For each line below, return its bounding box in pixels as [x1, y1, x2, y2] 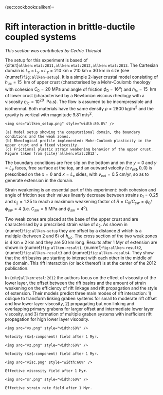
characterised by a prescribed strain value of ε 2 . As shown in [5, 222, 128, 229]
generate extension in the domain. [5, 178, 74, 184]
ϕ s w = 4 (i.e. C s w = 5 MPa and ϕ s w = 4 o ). [5, 205, 89, 213]
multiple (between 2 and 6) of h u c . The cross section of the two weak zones [5, 233, 157, 240]
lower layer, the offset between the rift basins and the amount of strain [5, 280, 146, 286]
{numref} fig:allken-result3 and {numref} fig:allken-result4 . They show [5, 249, 154, 255]
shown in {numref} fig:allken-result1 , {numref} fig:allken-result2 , [5, 244, 143, 250]
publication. [5, 265, 29, 271]
